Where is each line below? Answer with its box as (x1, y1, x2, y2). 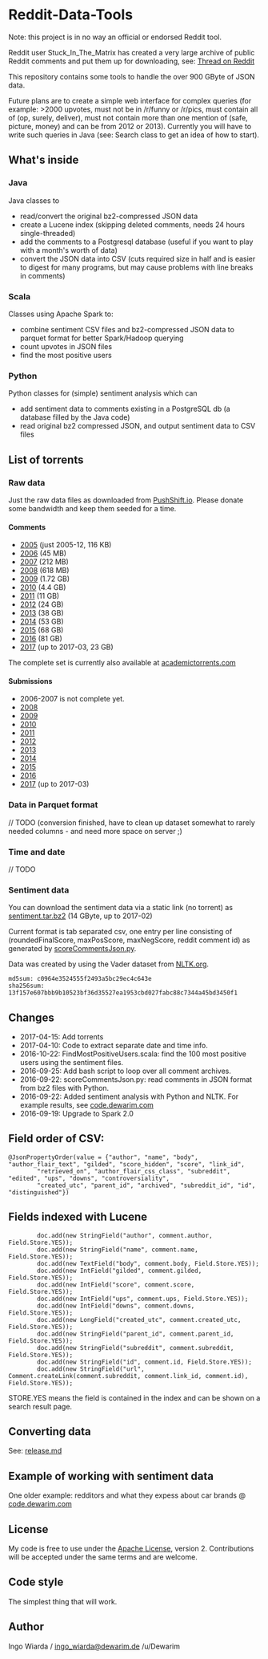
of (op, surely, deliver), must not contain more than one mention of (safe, (8, 112, 248, 122)
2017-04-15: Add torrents (19, 1032, 104, 1042)
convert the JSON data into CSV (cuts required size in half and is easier (19, 254, 256, 263)
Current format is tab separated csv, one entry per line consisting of (8, 927, 233, 937)
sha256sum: (8, 982, 45, 990)
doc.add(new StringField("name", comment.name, (37, 1246, 198, 1254)
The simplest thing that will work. (8, 1596, 118, 1606)
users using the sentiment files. (19, 1058, 124, 1067)
